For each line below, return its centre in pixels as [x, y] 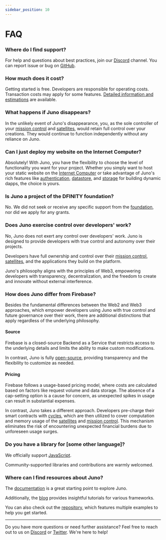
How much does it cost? [35, 79]
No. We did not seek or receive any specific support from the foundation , [80, 207]
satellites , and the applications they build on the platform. [63, 261]
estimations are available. [31, 100]
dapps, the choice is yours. [33, 184]
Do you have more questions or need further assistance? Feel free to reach [82, 527]
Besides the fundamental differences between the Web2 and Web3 [73, 305]
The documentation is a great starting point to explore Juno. [66, 488]
